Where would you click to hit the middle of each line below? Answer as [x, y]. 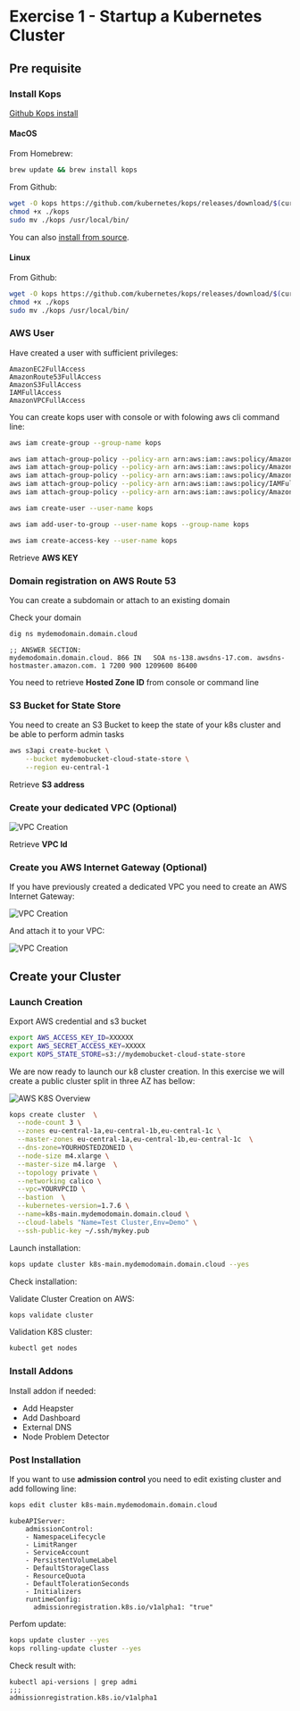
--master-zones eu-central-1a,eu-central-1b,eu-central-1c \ [135, 1140]
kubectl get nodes [43, 1348]
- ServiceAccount [58, 1552]
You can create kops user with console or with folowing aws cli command [144, 416]
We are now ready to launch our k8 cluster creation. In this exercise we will [147, 1071]
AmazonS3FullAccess [46, 385]
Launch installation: [45, 1247]
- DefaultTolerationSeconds [77, 1583]
